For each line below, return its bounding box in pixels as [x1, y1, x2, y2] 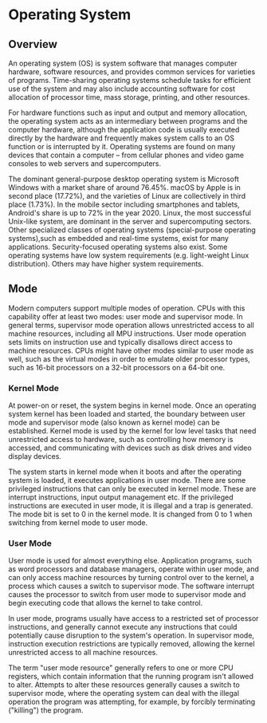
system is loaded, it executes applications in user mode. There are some [8, 476, 246, 485]
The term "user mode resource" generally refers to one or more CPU [8, 663, 234, 673]
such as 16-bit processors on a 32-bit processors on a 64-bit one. [8, 362, 226, 372]
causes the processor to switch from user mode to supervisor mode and [8, 590, 246, 599]
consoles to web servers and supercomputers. [8, 159, 162, 168]
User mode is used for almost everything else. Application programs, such [8, 556, 253, 566]
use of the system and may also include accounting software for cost [8, 84, 236, 93]
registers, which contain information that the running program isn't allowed [8, 672, 253, 682]
